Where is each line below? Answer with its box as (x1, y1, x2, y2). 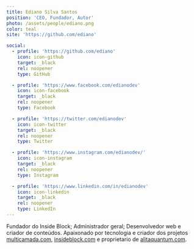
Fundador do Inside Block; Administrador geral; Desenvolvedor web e (6, 222, 181, 229)
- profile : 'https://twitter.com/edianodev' (12, 115, 127, 122)
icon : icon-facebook (17, 88, 70, 94)
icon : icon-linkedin (17, 189, 70, 195)
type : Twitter (17, 139, 53, 145)
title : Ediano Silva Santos (6, 9, 78, 15)
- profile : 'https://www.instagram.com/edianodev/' (12, 150, 146, 156)
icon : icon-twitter (17, 121, 67, 128)
